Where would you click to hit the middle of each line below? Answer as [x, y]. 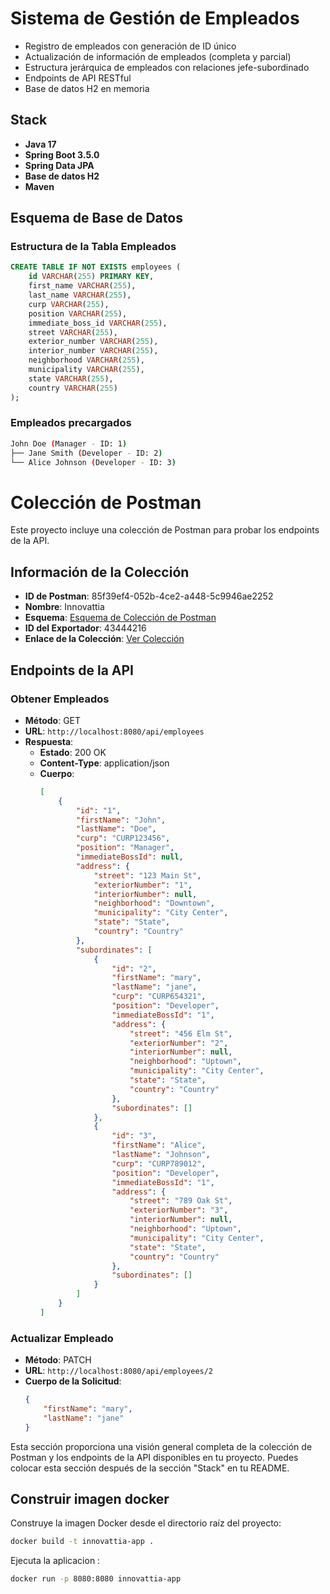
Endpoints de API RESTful [78, 78]
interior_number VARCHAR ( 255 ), [93, 351]
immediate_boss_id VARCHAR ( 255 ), [98, 323]
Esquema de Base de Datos [96, 218]
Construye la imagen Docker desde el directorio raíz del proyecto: [146, 1523]
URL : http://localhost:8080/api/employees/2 [119, 1371]
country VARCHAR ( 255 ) [73, 388]
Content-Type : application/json [104, 763]
